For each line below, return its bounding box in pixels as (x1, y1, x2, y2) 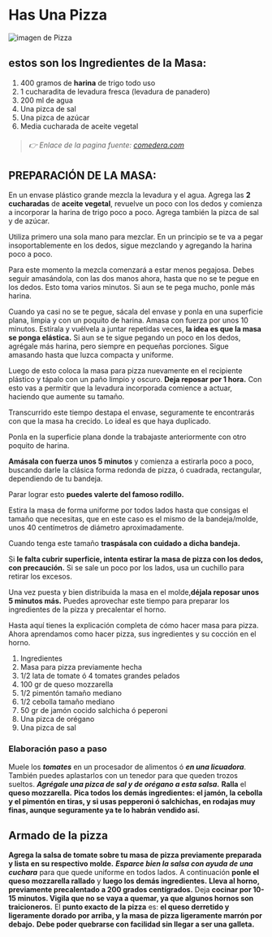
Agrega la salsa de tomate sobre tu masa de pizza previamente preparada (8, 850, 262, 860)
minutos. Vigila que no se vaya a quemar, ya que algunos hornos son (17, 894, 254, 904)
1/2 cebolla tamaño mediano (19, 697, 115, 706)
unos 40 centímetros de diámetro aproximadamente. (8, 523, 184, 533)
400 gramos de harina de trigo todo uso (19, 77, 156, 87)
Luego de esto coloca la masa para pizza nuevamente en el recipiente (8, 366, 243, 376)
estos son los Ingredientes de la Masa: (8, 56, 207, 70)
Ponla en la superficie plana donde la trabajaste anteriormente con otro (8, 432, 247, 442)
